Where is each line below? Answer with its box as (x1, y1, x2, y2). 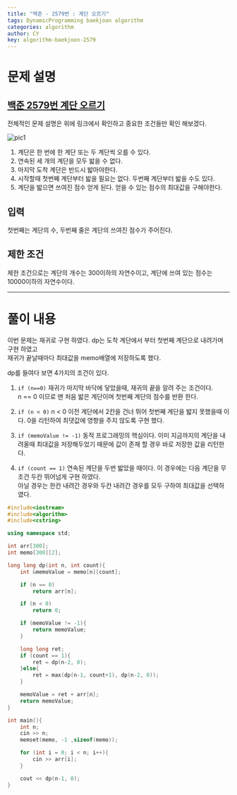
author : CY (7, 30, 39, 37)
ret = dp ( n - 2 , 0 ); (32, 658, 87, 666)
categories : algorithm (7, 23, 74, 30)
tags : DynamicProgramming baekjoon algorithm (7, 17, 143, 24)
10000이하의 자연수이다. (7, 277, 75, 285)
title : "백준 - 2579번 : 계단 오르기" (7, 10, 109, 18)
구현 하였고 (7, 345, 38, 353)
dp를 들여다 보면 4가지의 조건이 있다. (7, 368, 109, 377)
